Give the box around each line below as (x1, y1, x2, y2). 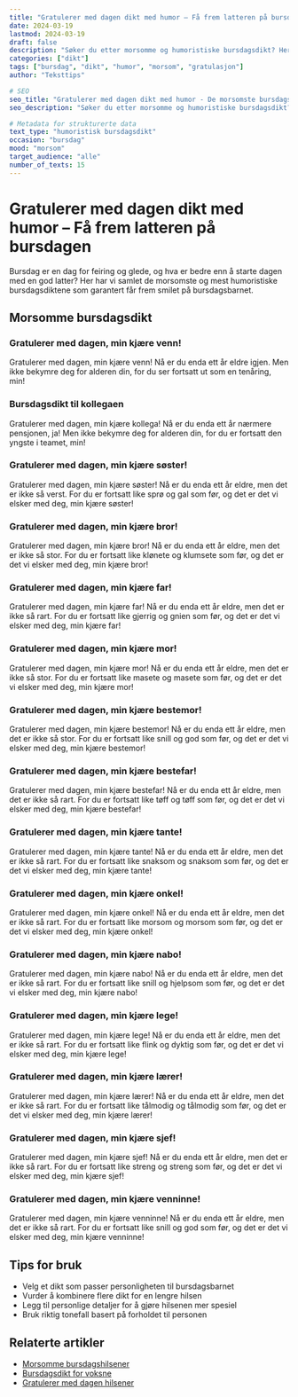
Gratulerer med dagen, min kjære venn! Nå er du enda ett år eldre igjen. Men (9, 357, 289, 368)
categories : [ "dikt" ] (9, 54, 90, 63)
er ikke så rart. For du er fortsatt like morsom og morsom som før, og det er (9, 916, 284, 927)
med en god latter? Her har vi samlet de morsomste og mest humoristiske (9, 275, 278, 286)
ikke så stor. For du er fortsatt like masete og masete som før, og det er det (9, 671, 282, 683)
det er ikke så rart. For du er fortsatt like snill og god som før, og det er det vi (9, 1222, 288, 1233)
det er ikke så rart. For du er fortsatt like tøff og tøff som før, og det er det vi (9, 795, 286, 805)
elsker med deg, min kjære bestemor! (9, 742, 146, 754)
